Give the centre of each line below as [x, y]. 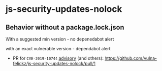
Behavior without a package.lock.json [65, 27]
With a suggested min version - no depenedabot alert [60, 39]
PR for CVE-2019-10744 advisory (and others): [58, 58]
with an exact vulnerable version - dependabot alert [58, 49]
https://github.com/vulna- [131, 58]
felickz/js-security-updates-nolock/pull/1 [54, 63]
